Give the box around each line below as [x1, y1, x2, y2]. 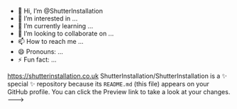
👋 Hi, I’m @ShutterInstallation [17, 7, 103, 15]
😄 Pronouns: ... [17, 47, 64, 56]
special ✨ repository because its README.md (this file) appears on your [7, 80, 209, 88]
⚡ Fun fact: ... [17, 55, 57, 64]
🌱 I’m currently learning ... [17, 22, 94, 30]
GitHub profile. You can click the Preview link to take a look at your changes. [7, 88, 231, 96]
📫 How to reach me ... [17, 38, 84, 45]
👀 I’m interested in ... [17, 14, 78, 23]
